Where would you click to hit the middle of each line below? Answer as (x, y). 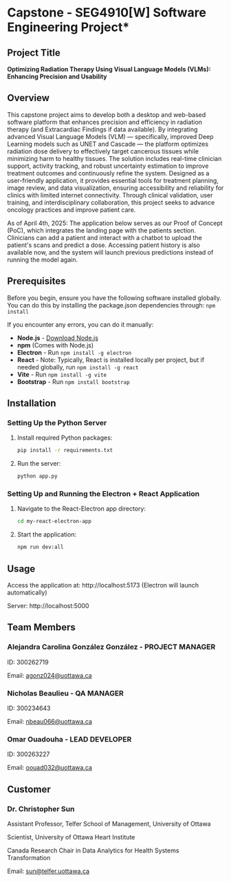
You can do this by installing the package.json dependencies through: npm (111, 305)
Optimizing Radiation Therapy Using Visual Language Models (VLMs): (109, 69)
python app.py (37, 476)
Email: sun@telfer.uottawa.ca (48, 871)
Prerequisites (36, 281)
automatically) (27, 592)
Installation (32, 404)
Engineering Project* (68, 27)
